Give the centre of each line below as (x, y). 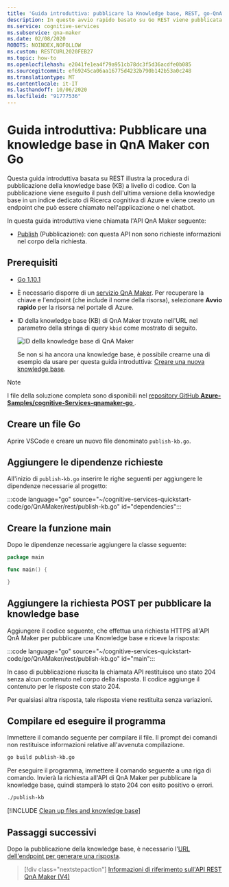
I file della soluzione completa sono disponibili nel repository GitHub (103, 396)
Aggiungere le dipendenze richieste (85, 462)
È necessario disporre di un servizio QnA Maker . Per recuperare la (110, 293)
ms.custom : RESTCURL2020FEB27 (50, 52)
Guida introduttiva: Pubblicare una (107, 130)
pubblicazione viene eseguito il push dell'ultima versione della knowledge (111, 193)
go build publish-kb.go (41, 757)
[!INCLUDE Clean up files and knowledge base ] (74, 811)
